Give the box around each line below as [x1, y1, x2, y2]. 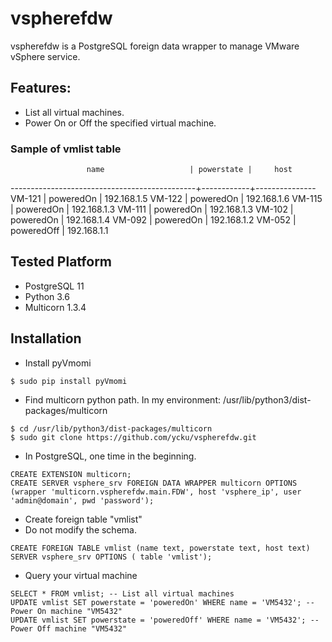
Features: [10, 80, 72, 97]
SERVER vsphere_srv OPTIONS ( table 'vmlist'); [10, 552, 213, 562]
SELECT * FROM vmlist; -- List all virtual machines [10, 588, 235, 599]
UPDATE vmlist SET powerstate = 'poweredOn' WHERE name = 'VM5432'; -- [10, 597, 315, 607]
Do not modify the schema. [24, 523, 137, 536]
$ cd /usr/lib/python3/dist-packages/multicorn [10, 423, 213, 434]
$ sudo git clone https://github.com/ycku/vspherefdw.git [10, 432, 257, 442]
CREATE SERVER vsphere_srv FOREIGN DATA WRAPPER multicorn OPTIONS [10, 478, 298, 488]
